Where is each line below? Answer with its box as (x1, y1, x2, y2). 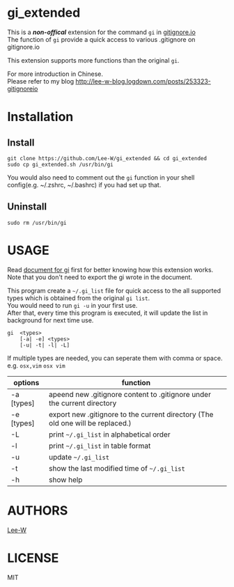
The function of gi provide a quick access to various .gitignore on (7, 35, 196, 43)
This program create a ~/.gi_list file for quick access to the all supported (7, 286, 221, 295)
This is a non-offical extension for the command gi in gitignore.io (7, 28, 196, 36)
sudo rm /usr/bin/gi (7, 219, 68, 226)
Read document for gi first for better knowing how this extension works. (7, 265, 214, 274)
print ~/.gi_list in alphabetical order (48, 430, 171, 439)
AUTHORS (7, 503, 68, 518)
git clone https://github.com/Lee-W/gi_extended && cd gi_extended (7, 155, 208, 162)
